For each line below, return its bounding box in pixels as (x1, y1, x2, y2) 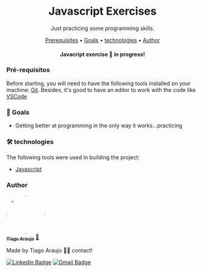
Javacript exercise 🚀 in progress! (60, 50, 145, 58)
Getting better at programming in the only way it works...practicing (15, 122, 183, 129)
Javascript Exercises (48, 4, 157, 18)
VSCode (6, 93, 27, 100)
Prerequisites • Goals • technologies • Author (45, 36, 161, 43)
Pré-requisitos (6, 66, 50, 74)
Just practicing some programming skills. (51, 25, 154, 32)
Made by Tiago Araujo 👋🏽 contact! (6, 246, 93, 254)
